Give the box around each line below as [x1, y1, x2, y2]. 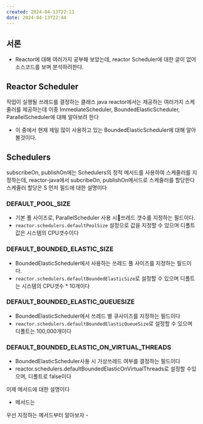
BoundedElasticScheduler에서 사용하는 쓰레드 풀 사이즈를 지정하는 [15, 259, 176, 267]
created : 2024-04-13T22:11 [6, 9, 75, 15]
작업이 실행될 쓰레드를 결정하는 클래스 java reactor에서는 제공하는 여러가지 [6, 98, 184, 106]
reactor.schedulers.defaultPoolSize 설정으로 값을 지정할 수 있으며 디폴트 [15, 222, 196, 229]
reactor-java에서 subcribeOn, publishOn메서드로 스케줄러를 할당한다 [29, 176, 195, 183]
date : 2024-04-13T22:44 [6, 15, 67, 21]
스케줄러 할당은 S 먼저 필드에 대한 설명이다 [6, 183, 108, 191]
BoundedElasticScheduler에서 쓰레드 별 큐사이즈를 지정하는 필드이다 [15, 312, 181, 320]
